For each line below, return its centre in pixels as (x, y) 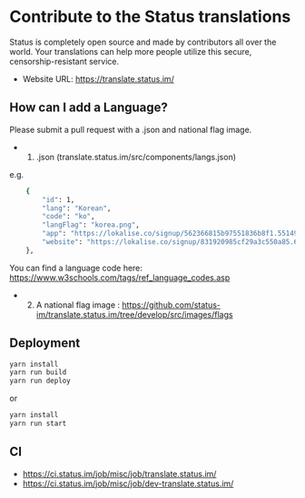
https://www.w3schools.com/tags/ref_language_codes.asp (120, 277)
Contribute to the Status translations (150, 17)
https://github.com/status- (171, 305)
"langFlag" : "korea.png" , (91, 225)
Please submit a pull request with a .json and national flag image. (131, 129)
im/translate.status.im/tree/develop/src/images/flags (134, 314)
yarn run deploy (40, 381)
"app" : (54, 234)
